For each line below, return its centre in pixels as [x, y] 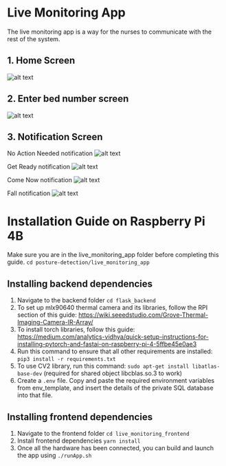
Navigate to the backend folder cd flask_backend [86, 300]
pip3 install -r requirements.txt [66, 359]
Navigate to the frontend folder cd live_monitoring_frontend [103, 433]
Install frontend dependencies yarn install [79, 441]
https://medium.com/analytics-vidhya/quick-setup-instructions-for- [113, 337]
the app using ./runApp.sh [54, 455]
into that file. [35, 395]
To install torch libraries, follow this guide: [76, 330]
